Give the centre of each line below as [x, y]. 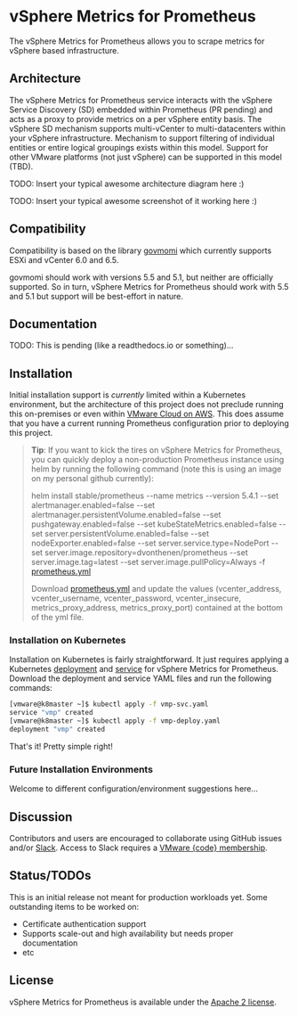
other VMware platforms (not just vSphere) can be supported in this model [146, 157]
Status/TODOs [50, 876]
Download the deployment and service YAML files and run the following [141, 678]
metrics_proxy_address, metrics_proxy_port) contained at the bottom [157, 608]
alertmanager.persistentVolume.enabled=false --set [126, 515]
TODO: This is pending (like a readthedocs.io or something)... [121, 346]
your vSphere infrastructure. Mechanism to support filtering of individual [142, 138]
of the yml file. [57, 618]
